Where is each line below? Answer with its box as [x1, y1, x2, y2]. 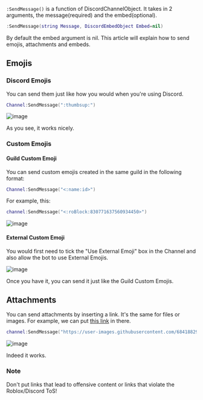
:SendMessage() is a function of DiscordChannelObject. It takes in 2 [6, 5, 173, 12]
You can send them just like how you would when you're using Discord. [6, 90, 184, 98]
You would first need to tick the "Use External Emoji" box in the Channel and [6, 247, 196, 255]
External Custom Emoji [6, 233, 65, 241]
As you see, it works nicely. [6, 124, 74, 132]
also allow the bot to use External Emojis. [6, 254, 109, 261]
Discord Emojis [6, 76, 51, 85]
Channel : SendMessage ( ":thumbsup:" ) [6, 102, 96, 108]
